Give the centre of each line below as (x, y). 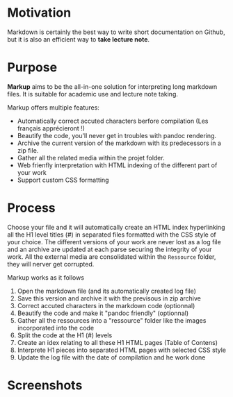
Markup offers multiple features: (53, 107)
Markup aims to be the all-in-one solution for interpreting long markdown (112, 86)
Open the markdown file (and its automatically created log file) (107, 291)
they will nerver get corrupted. (51, 264)
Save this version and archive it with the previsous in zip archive (109, 298)
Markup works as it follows (46, 277)
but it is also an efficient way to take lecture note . (79, 39)
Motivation (39, 13)
